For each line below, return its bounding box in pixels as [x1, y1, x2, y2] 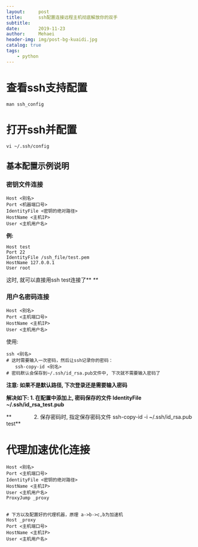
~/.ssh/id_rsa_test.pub [6, 401, 65, 408]
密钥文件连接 [6, 180, 44, 189]
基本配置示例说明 [6, 161, 69, 171]
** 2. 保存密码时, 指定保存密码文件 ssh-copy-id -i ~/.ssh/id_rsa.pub [6, 413, 193, 421]
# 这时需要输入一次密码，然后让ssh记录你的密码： [6, 358, 114, 364]
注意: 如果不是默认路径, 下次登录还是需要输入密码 [6, 382, 127, 389]
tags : [6, 48, 20, 54]
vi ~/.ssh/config [6, 143, 50, 149]
